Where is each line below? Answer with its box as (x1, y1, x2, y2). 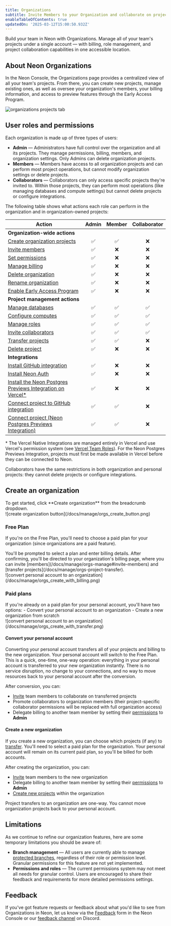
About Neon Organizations (5, 61, 92, 70)
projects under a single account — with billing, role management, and (5, 41, 151, 47)
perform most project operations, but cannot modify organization (12, 166, 149, 172)
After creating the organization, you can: (5, 764, 90, 770)
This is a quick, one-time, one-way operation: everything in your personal (5, 657, 159, 663)
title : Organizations (5, 7, 51, 13)
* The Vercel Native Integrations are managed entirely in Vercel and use (5, 440, 156, 446)
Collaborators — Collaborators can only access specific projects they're (12, 177, 165, 183)
